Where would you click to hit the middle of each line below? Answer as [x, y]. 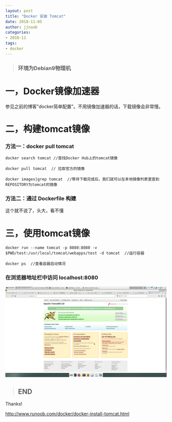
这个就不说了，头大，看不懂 [35, 210]
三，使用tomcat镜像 [48, 233]
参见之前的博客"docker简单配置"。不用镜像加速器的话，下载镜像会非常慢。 [84, 106]
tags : [11, 44]
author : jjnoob [21, 27]
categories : [18, 33]
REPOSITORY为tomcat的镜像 [31, 185]
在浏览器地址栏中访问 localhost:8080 [52, 278]
